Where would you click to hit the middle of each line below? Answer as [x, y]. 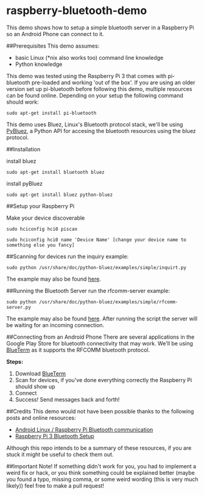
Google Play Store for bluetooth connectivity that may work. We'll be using [100, 343]
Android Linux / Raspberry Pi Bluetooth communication [84, 429]
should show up [35, 386]
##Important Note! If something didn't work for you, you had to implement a [101, 466]
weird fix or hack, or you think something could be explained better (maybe [100, 472]
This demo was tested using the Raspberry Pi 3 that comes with [86, 76]
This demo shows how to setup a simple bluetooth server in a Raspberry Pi [100, 27]
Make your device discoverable [46, 218]
